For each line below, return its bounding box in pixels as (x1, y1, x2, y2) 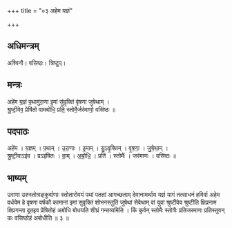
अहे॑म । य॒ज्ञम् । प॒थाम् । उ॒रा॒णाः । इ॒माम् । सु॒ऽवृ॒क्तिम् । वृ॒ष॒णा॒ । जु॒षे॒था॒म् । (7, 144, 168, 152)
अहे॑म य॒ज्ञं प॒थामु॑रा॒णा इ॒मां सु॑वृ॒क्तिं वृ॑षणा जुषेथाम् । (7, 97, 110, 106)
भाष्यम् (7, 172, 27, 184)
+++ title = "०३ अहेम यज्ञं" (7, 7, 73, 15)
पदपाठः (7, 126, 30, 137)
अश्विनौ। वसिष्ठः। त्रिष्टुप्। (7, 59, 66, 67)
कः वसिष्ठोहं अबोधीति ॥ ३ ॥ (7, 214, 69, 222)
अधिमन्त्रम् (7, 40, 39, 52)
